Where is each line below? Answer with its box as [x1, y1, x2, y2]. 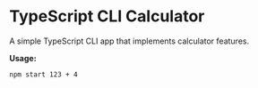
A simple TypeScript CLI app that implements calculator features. [9, 36, 249, 46]
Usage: [9, 52, 38, 63]
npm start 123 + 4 [9, 69, 78, 79]
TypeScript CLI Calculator [9, 6, 205, 27]
